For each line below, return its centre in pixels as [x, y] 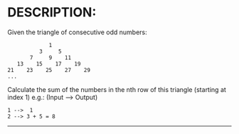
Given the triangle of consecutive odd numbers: [77, 32]
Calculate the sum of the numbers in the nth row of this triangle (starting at [117, 89]
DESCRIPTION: [52, 12]
